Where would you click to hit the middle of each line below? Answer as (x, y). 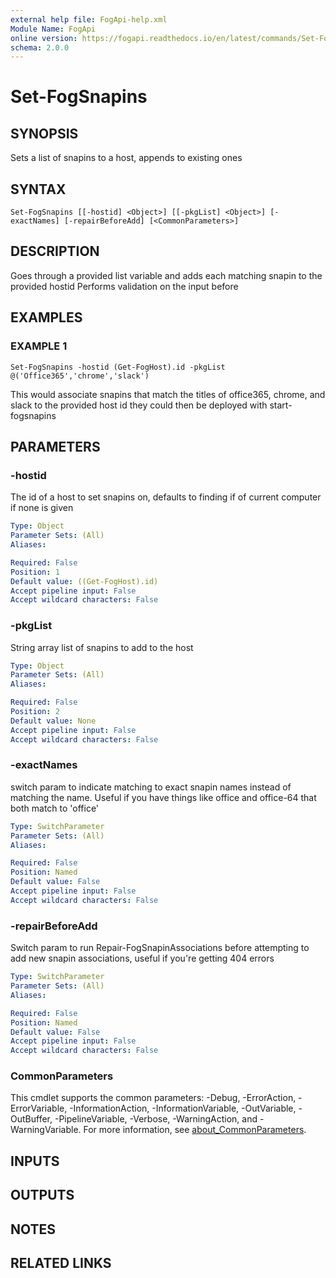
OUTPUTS (42, 1195)
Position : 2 (35, 712)
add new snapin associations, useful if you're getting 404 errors (142, 958)
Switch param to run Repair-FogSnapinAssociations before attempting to (160, 948)
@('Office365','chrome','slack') (80, 376)
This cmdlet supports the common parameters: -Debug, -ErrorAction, (153, 1098)
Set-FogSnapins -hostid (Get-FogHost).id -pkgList (118, 367)
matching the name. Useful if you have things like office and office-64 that (163, 797)
